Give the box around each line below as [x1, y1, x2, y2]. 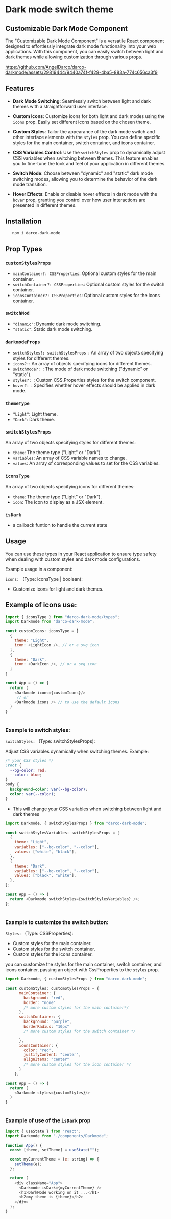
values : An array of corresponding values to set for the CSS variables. [12, 460, 160, 466]
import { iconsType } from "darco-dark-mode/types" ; [5, 614, 120, 619]
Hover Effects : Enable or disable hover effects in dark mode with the [12, 191, 157, 197]
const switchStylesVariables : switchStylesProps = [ [5, 830, 120, 835]
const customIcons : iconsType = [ [5, 628, 79, 634]
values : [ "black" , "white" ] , [14, 873, 77, 878]
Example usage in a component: [5, 566, 73, 572]
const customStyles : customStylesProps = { [5, 986, 100, 991]
